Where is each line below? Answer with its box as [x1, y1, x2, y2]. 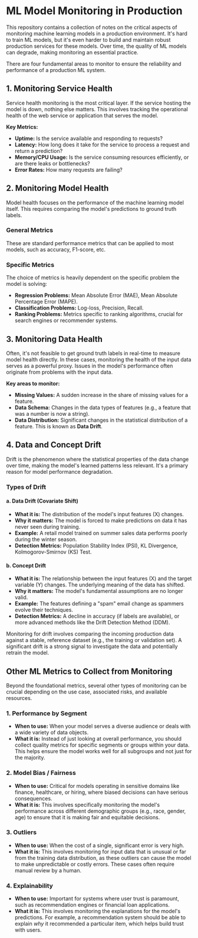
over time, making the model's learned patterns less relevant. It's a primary [6, 462, 189, 469]
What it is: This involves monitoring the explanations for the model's [14, 908, 181, 915]
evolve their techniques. [14, 607, 74, 614]
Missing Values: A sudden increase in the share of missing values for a [14, 391, 189, 398]
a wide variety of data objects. [14, 729, 89, 736]
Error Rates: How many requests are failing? [14, 166, 123, 173]
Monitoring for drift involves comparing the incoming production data [6, 630, 174, 637]
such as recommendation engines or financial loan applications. [14, 901, 170, 908]
